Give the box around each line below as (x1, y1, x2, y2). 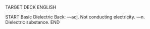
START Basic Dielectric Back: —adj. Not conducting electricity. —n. (5, 14, 145, 19)
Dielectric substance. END (5, 19, 60, 25)
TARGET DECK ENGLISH (5, 4, 57, 10)
